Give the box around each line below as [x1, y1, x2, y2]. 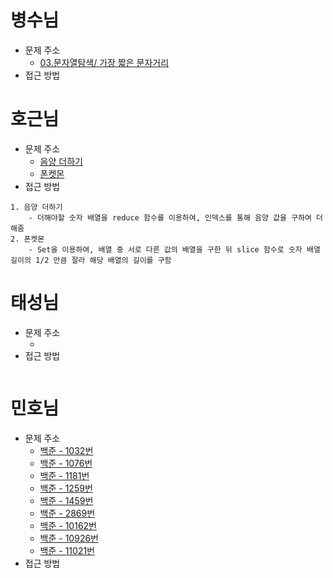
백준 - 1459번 [39, 494, 94, 506]
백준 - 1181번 [39, 469, 90, 481]
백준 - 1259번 [39, 482, 93, 494]
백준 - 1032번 [39, 444, 94, 456]
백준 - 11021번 [39, 544, 96, 556]
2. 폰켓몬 [10, 234, 45, 244]
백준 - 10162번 [39, 519, 97, 531]
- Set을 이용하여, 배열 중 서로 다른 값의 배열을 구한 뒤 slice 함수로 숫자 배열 [28, 244, 321, 255]
